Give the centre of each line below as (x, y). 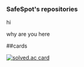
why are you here (28, 34)
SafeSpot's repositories (42, 9)
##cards (17, 46)
